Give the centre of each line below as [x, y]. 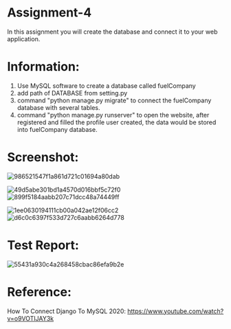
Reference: [40, 292]
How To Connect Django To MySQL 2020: [66, 311]
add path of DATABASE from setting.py [72, 93]
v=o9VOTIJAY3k [30, 318]
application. [24, 38]
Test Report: [43, 245]
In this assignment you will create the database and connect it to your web [112, 32]
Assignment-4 [49, 13]
